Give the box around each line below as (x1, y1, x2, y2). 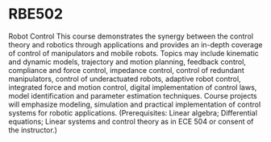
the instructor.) (8, 125, 58, 135)
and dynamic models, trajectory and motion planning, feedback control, (8, 57, 246, 67)
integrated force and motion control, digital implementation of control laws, (8, 82, 257, 92)
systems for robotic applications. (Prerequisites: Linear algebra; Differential (8, 108, 258, 117)
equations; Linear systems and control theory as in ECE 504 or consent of (8, 116, 254, 126)
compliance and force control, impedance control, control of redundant (8, 65, 244, 75)
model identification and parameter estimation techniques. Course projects (8, 91, 258, 100)
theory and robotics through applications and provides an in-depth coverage (8, 39, 263, 49)
